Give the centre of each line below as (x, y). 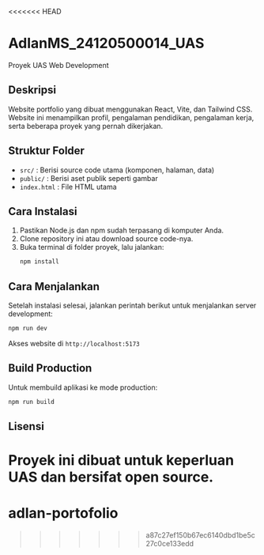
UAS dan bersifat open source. (111, 477)
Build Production (50, 368)
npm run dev (28, 328)
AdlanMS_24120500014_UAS (106, 43)
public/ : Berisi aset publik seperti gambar (89, 178)
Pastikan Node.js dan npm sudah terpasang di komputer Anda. (121, 230)
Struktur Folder (47, 151)
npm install (39, 262)
